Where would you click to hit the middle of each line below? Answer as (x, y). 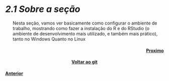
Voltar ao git (84, 62)
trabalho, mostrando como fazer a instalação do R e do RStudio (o (81, 28)
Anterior (14, 73)
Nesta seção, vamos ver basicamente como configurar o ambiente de (85, 23)
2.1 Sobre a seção (43, 9)
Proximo (155, 50)
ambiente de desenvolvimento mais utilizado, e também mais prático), (85, 33)
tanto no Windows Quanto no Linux (49, 39)
